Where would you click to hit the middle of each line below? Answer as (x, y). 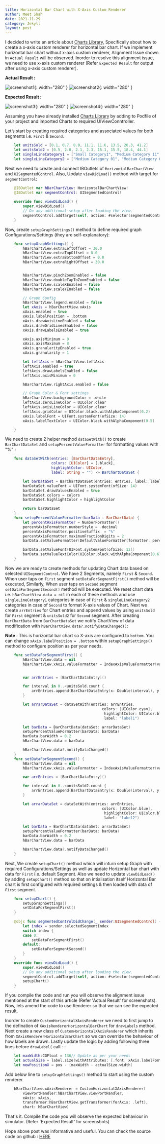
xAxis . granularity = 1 (46, 353)
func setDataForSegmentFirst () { (48, 655)
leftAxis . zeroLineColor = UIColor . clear (65, 403)
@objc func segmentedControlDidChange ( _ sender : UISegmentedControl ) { (88, 921)
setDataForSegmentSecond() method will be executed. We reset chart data (79, 589)
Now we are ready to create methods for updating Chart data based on (77, 568)
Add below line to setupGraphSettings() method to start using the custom (79, 1074)
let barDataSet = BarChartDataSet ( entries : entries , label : (85, 481)
